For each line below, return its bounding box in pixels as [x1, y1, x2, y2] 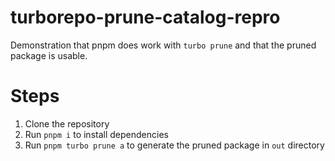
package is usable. [10, 49, 88, 61]
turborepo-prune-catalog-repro [10, 6, 281, 29]
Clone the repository [24, 117, 110, 130]
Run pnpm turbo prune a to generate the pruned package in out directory [24, 139, 325, 151]
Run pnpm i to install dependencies [24, 128, 169, 140]
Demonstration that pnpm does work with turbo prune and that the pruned [10, 39, 317, 51]
